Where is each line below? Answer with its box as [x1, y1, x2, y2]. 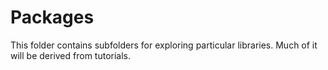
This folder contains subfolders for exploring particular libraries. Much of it [10, 39, 318, 51]
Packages [10, 6, 95, 29]
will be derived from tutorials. [10, 49, 132, 61]
